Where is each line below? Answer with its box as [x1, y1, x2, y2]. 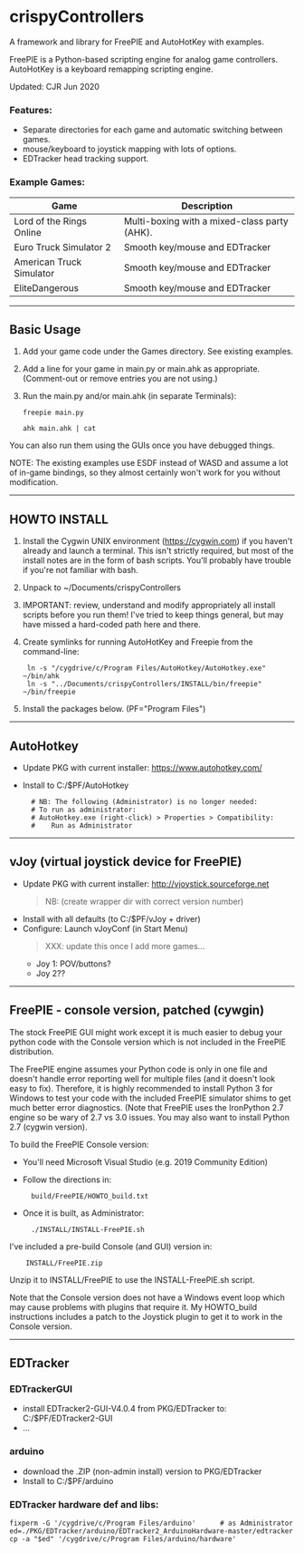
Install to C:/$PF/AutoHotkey [22, 780, 129, 791]
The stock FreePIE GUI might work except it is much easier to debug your [9, 1026, 283, 1037]
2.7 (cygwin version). [9, 1121, 88, 1132]
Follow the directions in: [22, 1174, 111, 1185]
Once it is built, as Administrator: [22, 1208, 145, 1218]
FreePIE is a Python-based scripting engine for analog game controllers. [9, 53, 279, 64]
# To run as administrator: [31, 805, 138, 814]
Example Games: [9, 176, 86, 189]
